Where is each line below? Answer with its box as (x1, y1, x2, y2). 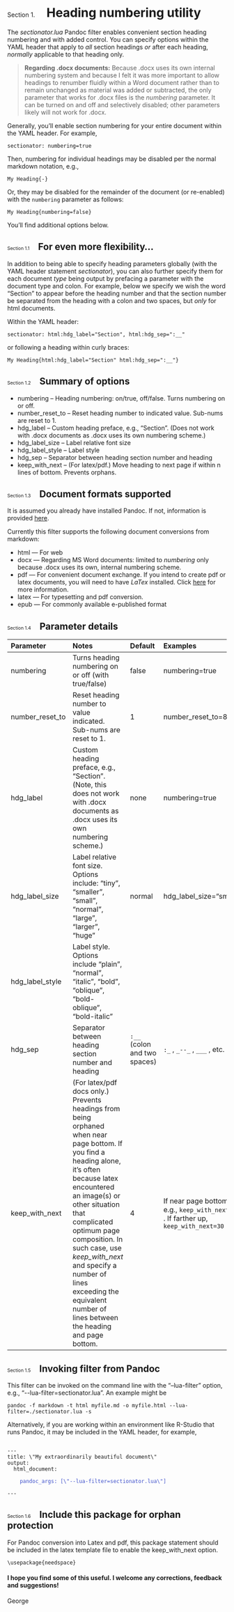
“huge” (72, 931, 95, 940)
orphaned (72, 1122, 104, 1131)
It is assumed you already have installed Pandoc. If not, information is (7, 506, 207, 515)
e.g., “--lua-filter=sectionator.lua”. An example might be (7, 1388, 167, 1397)
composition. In (72, 1234, 123, 1244)
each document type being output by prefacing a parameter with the (7, 274, 204, 283)
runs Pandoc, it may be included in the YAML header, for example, (7, 1428, 197, 1436)
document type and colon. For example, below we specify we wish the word (7, 281, 226, 290)
